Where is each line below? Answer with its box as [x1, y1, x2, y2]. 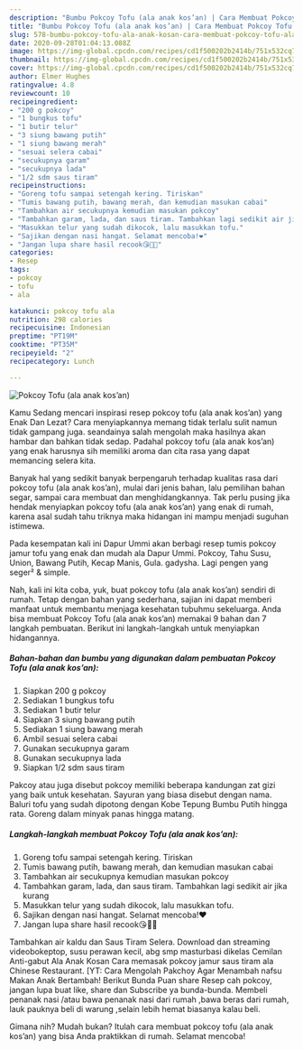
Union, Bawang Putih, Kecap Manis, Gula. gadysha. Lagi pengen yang [9, 557, 269, 568]
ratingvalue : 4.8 [9, 80, 75, 89]
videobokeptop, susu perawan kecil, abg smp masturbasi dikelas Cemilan [9, 945, 282, 957]
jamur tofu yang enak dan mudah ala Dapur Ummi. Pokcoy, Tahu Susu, [9, 547, 272, 558]
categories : [9, 248, 54, 257]
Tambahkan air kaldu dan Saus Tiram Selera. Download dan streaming [9, 936, 271, 947]
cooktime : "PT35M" [9, 340, 78, 349]
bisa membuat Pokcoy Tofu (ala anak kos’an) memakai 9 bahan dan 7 [9, 613, 267, 624]
